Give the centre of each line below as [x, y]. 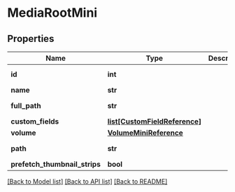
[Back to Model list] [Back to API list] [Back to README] [87, 182]
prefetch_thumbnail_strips [56, 164]
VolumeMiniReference [145, 133]
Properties [31, 39]
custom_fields [35, 121]
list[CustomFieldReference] [154, 121]
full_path [26, 106]
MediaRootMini [52, 13]
